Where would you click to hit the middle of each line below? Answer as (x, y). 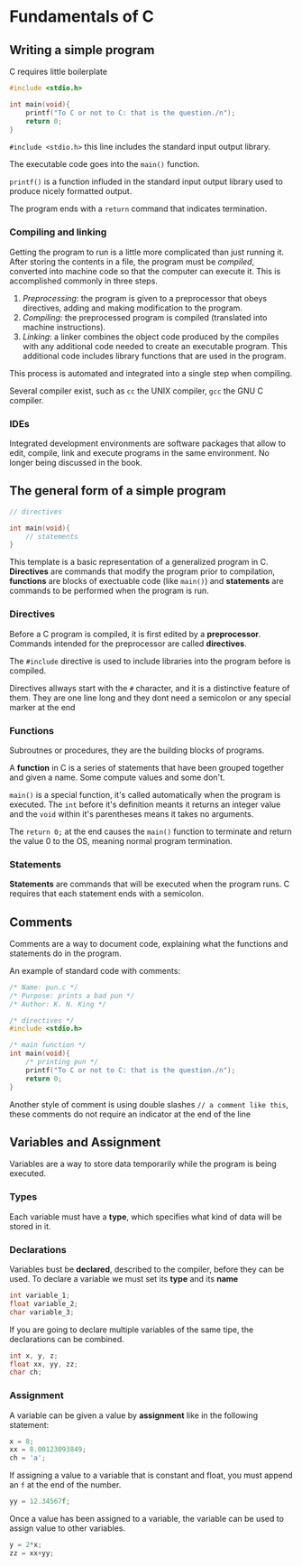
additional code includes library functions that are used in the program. (154, 356)
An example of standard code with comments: (95, 970)
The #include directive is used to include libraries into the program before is (150, 661)
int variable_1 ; (40, 1296)
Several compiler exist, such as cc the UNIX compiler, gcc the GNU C (137, 391)
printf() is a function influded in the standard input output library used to (146, 181)
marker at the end (42, 707)
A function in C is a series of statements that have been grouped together (147, 767)
